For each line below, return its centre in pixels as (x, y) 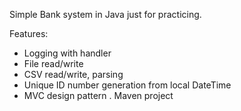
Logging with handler (67, 53)
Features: (29, 33)
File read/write (53, 63)
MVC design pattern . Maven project (98, 95)
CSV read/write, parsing (73, 74)
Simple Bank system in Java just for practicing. (105, 14)
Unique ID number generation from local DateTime (127, 85)
